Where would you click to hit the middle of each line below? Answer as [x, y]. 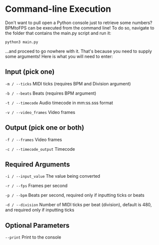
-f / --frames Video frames [34, 139]
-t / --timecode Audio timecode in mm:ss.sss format [59, 103]
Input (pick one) [30, 72]
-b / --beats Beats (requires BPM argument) [51, 93]
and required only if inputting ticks [40, 210]
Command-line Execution [58, 9]
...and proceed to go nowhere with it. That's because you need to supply [79, 51]
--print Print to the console [33, 237]
